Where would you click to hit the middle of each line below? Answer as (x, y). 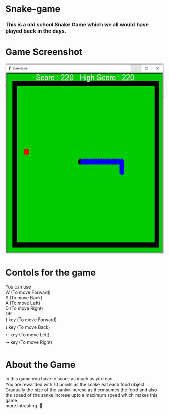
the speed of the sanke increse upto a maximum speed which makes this (81, 395)
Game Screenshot (44, 52)
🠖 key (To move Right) (29, 342)
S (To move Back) (24, 297)
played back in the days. (36, 31)
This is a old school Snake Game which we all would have (77, 25)
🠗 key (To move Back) (28, 327)
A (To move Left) (23, 303)
